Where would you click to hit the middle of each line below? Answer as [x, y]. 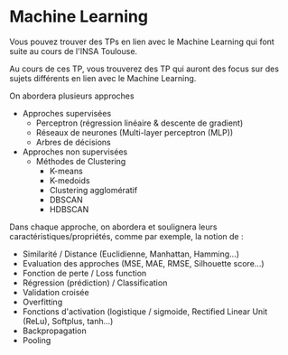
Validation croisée [56, 292]
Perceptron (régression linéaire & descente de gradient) [139, 123]
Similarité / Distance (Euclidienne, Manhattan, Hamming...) [131, 254]
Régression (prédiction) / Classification [95, 283]
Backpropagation [55, 331]
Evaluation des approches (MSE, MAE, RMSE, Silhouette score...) [143, 263]
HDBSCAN [69, 209]
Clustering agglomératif [93, 190]
